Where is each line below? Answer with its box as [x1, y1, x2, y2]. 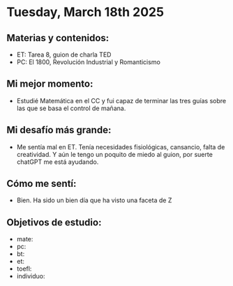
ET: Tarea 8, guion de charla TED [16, 50, 112, 59]
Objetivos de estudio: [6, 216, 102, 228]
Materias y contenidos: [6, 32, 110, 44]
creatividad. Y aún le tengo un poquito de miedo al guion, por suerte [16, 150, 213, 158]
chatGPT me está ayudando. [16, 158, 99, 166]
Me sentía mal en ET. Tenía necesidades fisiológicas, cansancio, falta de [16, 142, 225, 151]
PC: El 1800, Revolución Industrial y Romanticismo [16, 58, 161, 66]
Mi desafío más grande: [6, 124, 112, 136]
